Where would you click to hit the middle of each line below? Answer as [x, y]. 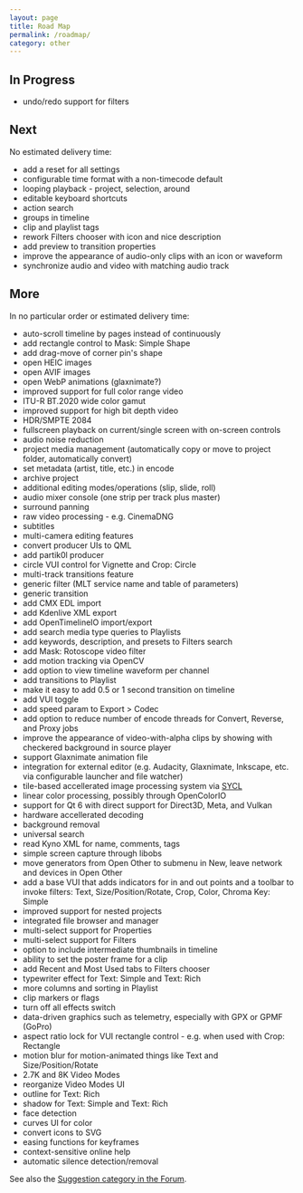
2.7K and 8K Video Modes [71, 1074]
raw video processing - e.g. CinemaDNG [98, 516]
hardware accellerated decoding [83, 814]
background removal [61, 824]
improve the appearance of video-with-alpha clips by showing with [147, 737]
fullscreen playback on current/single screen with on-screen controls [151, 429]
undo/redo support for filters [76, 101]
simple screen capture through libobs [92, 853]
